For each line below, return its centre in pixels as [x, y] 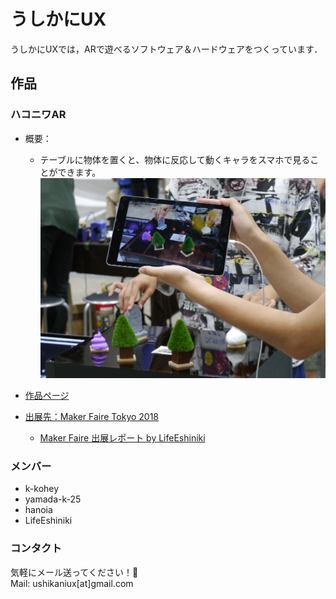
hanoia [38, 510]
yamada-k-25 [53, 499]
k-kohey [42, 489]
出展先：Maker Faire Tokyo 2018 [92, 417]
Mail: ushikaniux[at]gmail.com [72, 583]
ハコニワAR [38, 115]
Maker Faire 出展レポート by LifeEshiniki [122, 438]
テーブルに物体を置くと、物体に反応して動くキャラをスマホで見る [175, 159]
